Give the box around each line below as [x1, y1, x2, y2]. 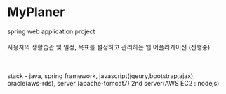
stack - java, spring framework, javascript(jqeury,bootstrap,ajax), [7, 71, 195, 80]
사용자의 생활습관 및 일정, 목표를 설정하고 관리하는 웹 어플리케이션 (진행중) [7, 42, 211, 51]
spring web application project [7, 27, 95, 36]
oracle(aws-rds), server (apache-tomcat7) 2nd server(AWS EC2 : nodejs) [7, 79, 220, 87]
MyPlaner [7, 4, 65, 20]
